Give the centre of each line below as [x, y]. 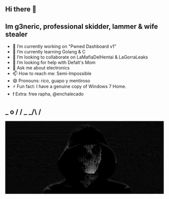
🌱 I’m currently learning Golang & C [49, 52]
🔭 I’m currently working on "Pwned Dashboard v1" [64, 46]
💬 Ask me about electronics [41, 68]
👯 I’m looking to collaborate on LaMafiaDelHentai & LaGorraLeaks [80, 57]
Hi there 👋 [21, 9]
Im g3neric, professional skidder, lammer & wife [82, 26]
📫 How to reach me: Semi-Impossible [52, 74]
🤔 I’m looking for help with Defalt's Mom [54, 62]
